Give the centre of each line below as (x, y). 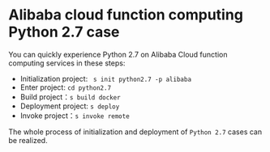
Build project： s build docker (70, 97)
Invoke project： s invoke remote (75, 116)
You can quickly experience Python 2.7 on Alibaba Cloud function (118, 54)
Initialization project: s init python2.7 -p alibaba (106, 78)
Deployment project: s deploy (70, 106)
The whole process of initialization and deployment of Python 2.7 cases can (135, 132)
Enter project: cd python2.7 (66, 87)
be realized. (28, 140)
